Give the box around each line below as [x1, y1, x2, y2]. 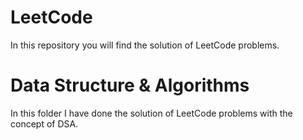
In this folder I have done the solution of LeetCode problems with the [10, 107, 293, 119]
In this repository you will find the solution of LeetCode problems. [10, 39, 280, 51]
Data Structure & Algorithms [10, 74, 250, 97]
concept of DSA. [10, 117, 79, 130]
